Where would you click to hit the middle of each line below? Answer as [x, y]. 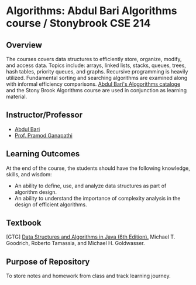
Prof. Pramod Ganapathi [44, 135]
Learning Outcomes [43, 154]
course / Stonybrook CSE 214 [78, 23]
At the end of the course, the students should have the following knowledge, [98, 168]
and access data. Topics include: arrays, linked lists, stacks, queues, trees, [96, 65]
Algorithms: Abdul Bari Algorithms [92, 11]
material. [17, 96]
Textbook [24, 223]
